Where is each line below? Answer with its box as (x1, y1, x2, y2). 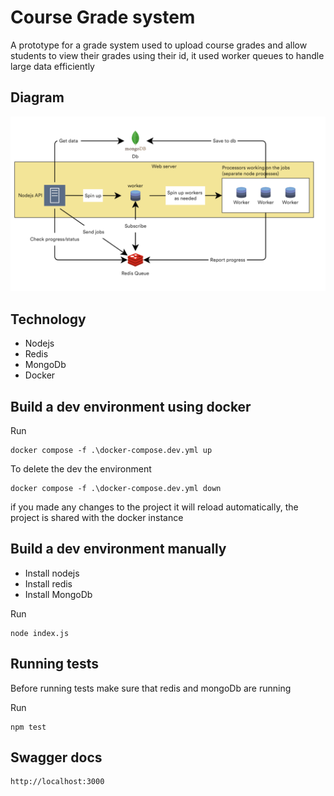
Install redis (24, 577, 73, 590)
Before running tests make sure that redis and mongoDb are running (10, 682, 292, 694)
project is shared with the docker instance (10, 511, 184, 523)
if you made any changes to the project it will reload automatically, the (10, 501, 299, 513)
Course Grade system (10, 6, 196, 29)
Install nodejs (24, 567, 80, 579)
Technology (10, 311, 87, 328)
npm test (10, 722, 47, 732)
